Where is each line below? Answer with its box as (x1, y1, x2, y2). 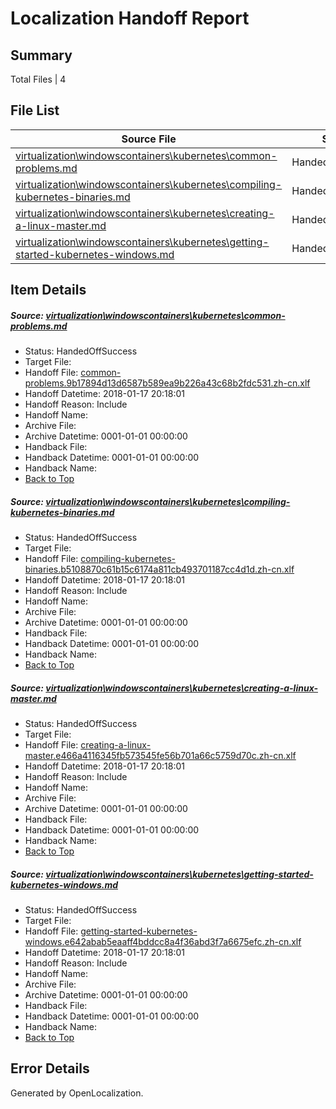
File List (10, 102, 60, 119)
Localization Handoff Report (10, 7, 250, 30)
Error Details (10, 1060, 90, 1077)
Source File (121, 132, 177, 146)
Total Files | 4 (10, 73, 67, 85)
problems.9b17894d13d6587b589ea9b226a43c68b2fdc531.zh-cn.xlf (24, 377, 311, 389)
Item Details (10, 282, 87, 299)
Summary (10, 47, 73, 64)
